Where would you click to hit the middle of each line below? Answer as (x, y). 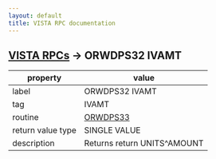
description (33, 143)
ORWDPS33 (107, 117)
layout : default (35, 16)
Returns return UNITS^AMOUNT (144, 143)
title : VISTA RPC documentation (62, 23)
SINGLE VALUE (112, 130)
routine (26, 117)
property (45, 78)
